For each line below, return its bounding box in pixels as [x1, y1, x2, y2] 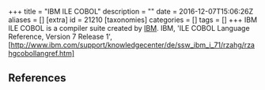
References [8, 71, 66, 85]
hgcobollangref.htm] [8, 49, 75, 58]
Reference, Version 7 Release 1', [8, 32, 112, 41]
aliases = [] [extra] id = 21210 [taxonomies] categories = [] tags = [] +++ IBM [8, 15, 258, 24]
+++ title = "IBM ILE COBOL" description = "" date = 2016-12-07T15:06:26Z [8, 7, 254, 16]
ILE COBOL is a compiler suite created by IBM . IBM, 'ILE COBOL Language [8, 24, 251, 32]
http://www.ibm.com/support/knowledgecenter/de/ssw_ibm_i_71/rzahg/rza [10, 40, 256, 50]
